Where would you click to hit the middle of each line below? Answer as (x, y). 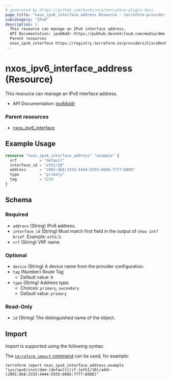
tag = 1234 (32, 179)
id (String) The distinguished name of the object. (64, 318)
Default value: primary (44, 293)
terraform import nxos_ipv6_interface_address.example (65, 366)
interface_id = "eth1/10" (37, 165)
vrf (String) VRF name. (37, 242)
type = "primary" (37, 175)
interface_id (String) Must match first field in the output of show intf (85, 231)
